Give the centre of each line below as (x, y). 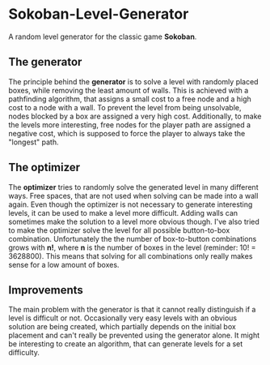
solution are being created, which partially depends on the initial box (122, 327)
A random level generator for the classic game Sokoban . (103, 36)
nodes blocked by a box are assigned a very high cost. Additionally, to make (135, 116)
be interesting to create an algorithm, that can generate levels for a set (126, 344)
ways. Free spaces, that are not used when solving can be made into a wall (133, 195)
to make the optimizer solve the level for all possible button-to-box (119, 230)
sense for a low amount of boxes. (64, 264)
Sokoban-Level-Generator (99, 14)
